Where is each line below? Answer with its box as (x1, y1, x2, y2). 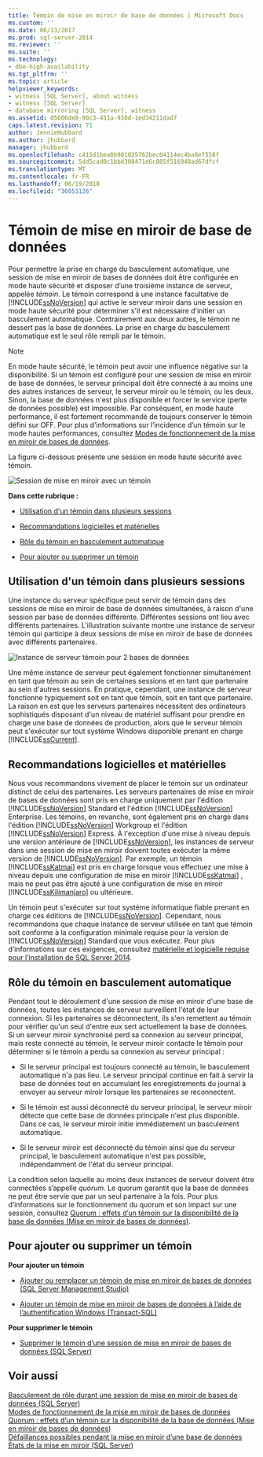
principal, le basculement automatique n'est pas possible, (19, 1151, 206, 1160)
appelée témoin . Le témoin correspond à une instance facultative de (8, 289, 229, 298)
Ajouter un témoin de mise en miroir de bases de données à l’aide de (19, 1299, 242, 1308)
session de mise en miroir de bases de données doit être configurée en (8, 272, 239, 282)
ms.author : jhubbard (8, 135, 76, 144)
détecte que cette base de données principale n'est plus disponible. (19, 1111, 239, 1120)
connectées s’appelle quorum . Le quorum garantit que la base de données (8, 1183, 250, 1192)
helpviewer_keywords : (8, 84, 79, 93)
